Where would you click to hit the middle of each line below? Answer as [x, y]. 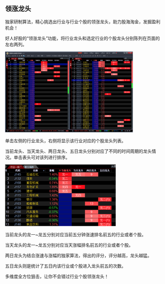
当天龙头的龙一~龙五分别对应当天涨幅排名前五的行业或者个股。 [69, 245]
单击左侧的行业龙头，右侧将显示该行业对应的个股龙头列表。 [66, 141]
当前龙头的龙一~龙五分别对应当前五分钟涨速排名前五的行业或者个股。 [76, 234]
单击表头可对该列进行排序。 [42, 157]
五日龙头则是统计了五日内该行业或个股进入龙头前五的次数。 [66, 266]
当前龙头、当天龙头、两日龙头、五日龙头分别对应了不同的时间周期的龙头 [78, 151]
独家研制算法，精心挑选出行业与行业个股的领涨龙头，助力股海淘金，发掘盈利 [83, 22]
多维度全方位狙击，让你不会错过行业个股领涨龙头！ [57, 276]
